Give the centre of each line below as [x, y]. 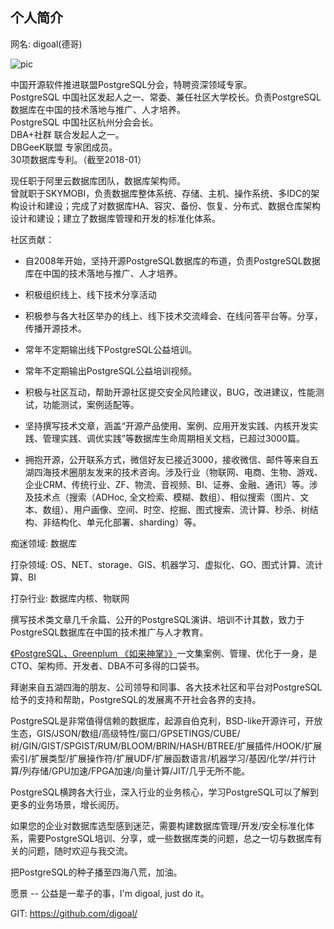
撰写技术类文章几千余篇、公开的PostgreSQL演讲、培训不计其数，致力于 [157, 619]
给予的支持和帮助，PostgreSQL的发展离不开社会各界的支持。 [136, 699]
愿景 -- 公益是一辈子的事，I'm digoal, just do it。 [110, 893]
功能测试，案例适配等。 [91, 404]
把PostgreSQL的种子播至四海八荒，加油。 [96, 872]
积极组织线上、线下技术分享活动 [90, 294]
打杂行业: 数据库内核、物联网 [70, 598]
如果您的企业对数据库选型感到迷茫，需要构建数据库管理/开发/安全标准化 [158, 825]
